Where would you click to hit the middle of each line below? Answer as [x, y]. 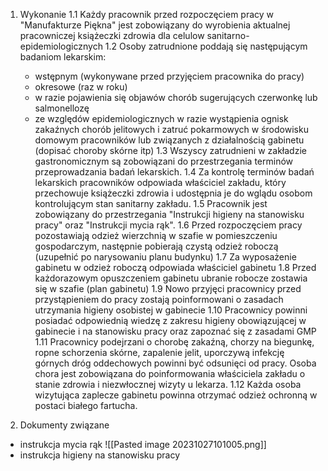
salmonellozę [62, 108]
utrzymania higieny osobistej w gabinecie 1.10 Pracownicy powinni [171, 310]
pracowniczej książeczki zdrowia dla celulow [112, 35]
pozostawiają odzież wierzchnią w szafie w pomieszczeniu [156, 235]
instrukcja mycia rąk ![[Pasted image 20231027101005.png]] [143, 444]
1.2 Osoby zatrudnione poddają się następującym [206, 46]
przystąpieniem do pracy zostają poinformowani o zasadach [159, 299]
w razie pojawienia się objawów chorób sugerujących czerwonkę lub [176, 97]
